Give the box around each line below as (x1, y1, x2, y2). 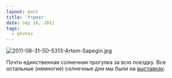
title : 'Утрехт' (6, 14, 47, 20)
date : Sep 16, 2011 (6, 20, 55, 26)
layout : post (6, 8, 39, 15)
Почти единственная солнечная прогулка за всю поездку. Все (6, 59, 166, 66)
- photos (11, 31, 33, 37)
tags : (6, 25, 20, 32)
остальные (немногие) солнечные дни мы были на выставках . (6, 65, 165, 72)
